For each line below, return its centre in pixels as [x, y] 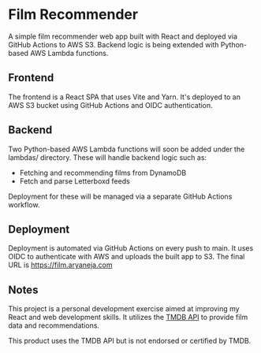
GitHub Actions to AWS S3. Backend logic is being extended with [114, 44]
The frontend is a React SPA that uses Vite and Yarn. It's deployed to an [124, 97]
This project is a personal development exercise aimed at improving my [124, 309]
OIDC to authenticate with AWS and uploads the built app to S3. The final [127, 257]
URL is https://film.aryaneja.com [60, 265]
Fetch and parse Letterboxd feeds [75, 181]
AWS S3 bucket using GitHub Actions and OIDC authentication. [110, 105]
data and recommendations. [54, 325]
